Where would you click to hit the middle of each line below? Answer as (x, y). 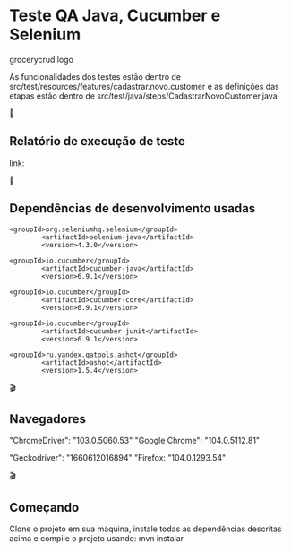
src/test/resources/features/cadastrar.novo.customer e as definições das (144, 86)
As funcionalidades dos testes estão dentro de (95, 76)
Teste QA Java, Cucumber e (115, 16)
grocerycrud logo (42, 59)
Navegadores (48, 419)
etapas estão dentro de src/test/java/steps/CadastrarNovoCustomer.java (143, 96)
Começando (44, 507)
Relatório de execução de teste (98, 141)
